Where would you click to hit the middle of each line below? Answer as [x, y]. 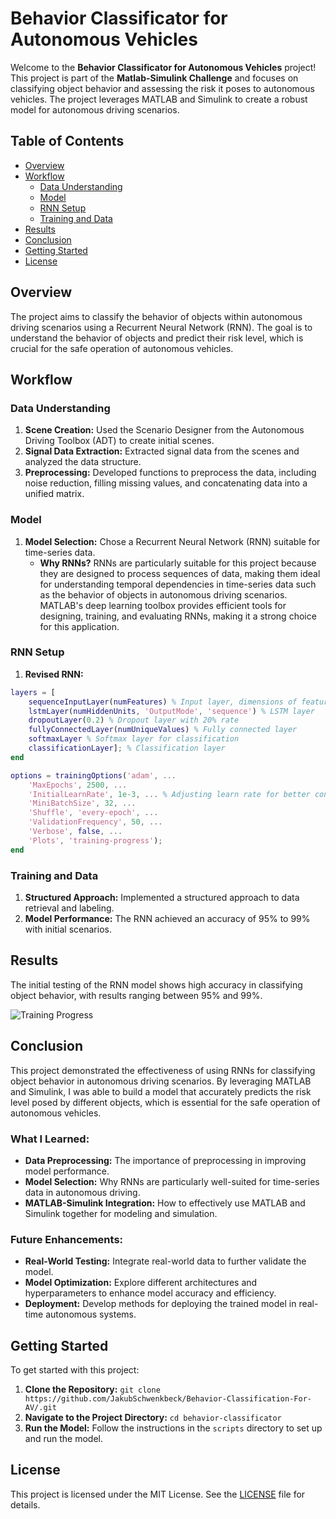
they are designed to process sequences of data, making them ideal [180, 573]
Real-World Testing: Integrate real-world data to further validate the [165, 1261]
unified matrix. [54, 494]
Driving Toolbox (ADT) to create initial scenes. [119, 441]
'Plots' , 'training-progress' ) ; [95, 840]
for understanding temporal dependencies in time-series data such [178, 584]
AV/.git [40, 1408]
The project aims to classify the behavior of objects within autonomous [156, 316]
